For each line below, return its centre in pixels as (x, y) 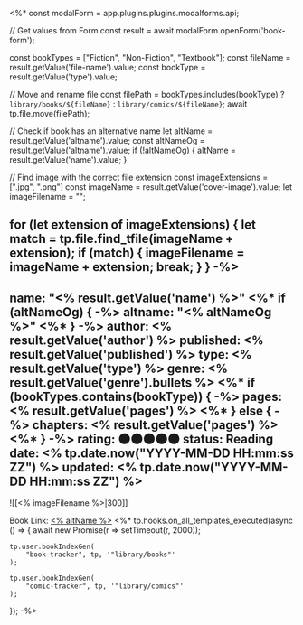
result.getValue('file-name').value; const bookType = (108, 67)
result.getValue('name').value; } (68, 160)
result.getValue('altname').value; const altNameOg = (107, 140)
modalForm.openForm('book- (231, 30)
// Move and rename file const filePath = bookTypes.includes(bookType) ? (147, 94)
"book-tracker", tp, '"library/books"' (101, 555)
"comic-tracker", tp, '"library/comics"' (104, 586)
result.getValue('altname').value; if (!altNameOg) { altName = (123, 150)
